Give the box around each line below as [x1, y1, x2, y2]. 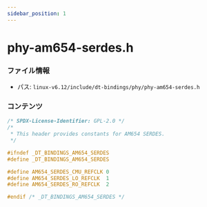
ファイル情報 [7, 66, 50, 75]
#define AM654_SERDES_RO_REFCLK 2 [7, 181, 110, 188]
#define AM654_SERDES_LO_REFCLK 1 [7, 175, 110, 181]
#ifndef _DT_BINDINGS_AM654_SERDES [7, 149, 110, 156]
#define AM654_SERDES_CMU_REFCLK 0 [7, 168, 110, 175]
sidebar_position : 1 [7, 10, 67, 17]
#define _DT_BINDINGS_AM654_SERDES [7, 156, 110, 163]
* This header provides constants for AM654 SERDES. [10, 130, 166, 138]
